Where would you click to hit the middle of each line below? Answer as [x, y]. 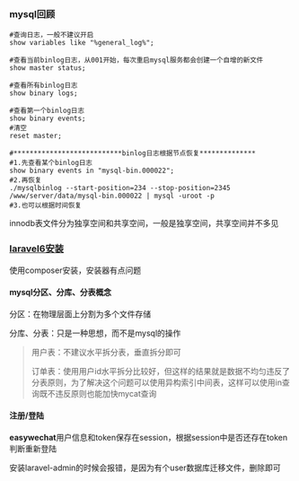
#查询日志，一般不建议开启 [52, 35]
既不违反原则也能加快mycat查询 [98, 393]
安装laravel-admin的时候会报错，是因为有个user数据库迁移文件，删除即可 [145, 468]
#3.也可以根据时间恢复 [46, 206]
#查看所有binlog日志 [44, 86]
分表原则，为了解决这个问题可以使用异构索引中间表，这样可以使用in [157, 382]
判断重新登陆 [33, 449]
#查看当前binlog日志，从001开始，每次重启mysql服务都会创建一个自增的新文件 [136, 60]
